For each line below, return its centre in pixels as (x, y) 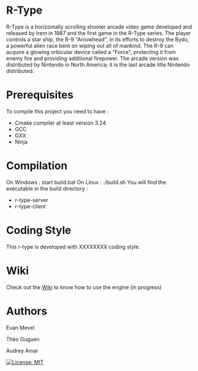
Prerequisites (40, 95)
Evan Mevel (20, 328)
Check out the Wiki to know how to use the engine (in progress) (84, 287)
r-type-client (30, 206)
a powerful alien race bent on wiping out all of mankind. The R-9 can (90, 46)
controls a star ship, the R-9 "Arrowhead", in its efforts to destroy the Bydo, (98, 39)
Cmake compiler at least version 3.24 (60, 123)
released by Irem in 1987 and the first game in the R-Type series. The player (99, 33)
